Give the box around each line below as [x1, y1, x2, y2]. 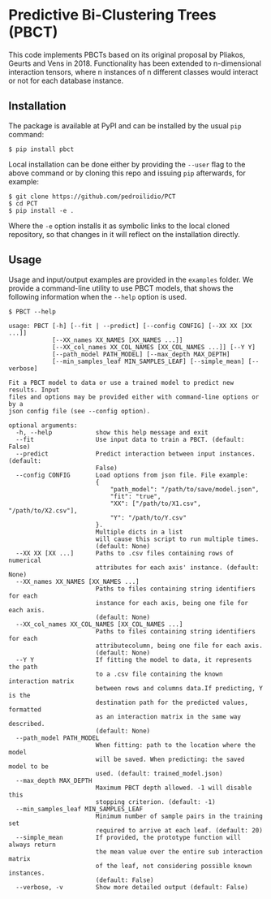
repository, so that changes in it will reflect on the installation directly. [8, 229, 241, 239]
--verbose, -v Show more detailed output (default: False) [15, 883, 249, 891]
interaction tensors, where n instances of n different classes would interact [8, 67, 259, 76]
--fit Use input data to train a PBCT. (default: [15, 435, 245, 443]
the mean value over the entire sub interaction [95, 847, 264, 856]
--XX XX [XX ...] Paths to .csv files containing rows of [15, 549, 234, 557]
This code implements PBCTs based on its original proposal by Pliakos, [8, 50, 246, 59]
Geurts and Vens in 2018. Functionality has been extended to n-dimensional [8, 58, 262, 68]
